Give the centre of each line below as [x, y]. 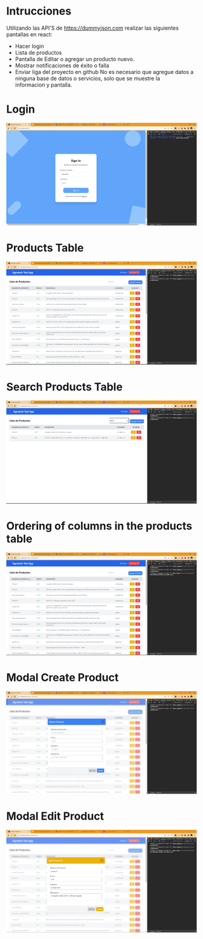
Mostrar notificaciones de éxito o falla [62, 65]
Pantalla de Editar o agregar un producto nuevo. [75, 59]
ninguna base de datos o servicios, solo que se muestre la [87, 78]
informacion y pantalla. [43, 85]
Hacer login [29, 46]
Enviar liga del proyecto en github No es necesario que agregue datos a [104, 72]
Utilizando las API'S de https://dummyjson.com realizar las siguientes [93, 28]
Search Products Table [64, 387]
